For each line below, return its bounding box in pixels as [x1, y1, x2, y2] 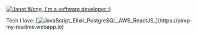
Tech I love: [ [6, 17, 38, 24]
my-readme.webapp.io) [6, 24, 64, 30]
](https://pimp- [156, 17, 193, 24]
